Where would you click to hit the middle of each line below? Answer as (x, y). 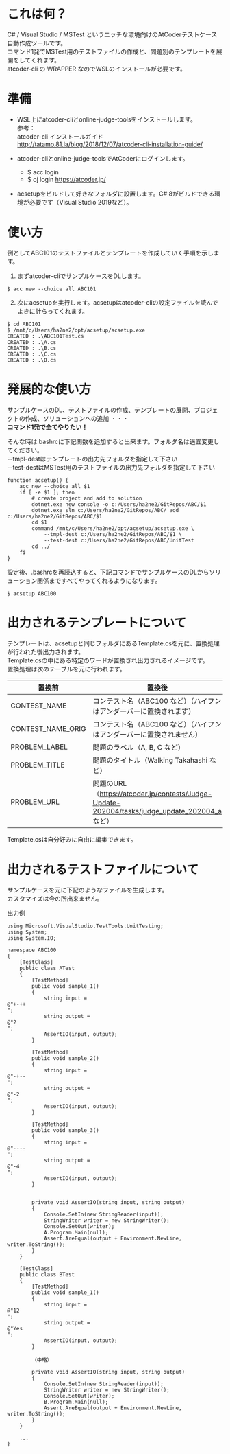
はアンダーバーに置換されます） (144, 711)
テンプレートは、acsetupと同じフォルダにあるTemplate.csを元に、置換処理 (114, 643)
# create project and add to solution (87, 498)
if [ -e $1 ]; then (47, 492)
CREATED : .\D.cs (32, 360)
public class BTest (47, 1274)
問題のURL (110, 783)
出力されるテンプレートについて (97, 623)
